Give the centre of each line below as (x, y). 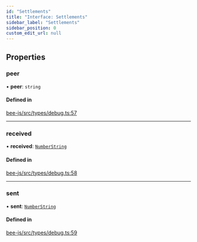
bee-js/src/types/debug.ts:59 (42, 233)
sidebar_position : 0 (31, 28)
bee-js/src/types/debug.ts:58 (42, 173)
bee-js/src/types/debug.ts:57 (42, 113)
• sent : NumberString (31, 206)
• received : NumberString (37, 146)
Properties (26, 57)
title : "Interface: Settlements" (47, 17)
